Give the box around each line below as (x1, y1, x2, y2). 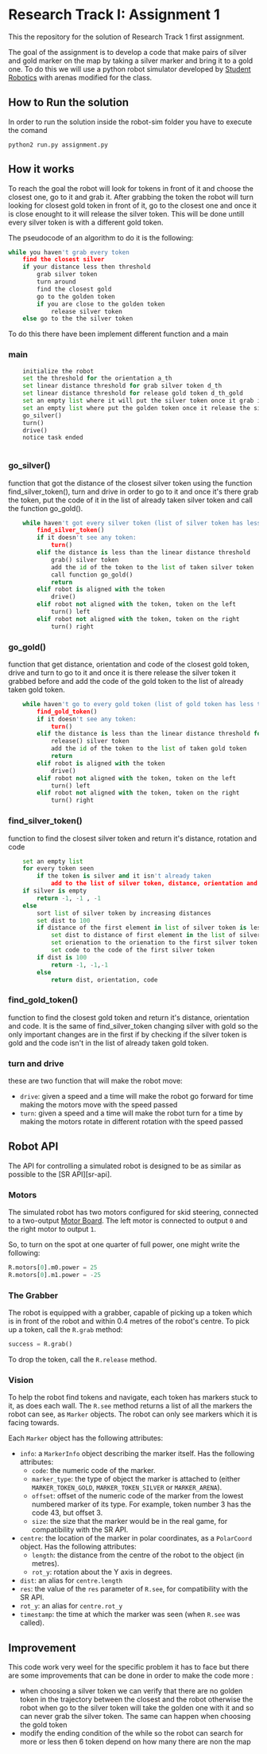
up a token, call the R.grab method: (8, 1325, 123, 1334)
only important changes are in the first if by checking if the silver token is (8, 1029, 248, 1039)
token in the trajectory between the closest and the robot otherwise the (19, 1694, 253, 1705)
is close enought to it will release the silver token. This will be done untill (8, 209, 245, 218)
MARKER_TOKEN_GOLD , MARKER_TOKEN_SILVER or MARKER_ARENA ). (31, 1483, 222, 1492)
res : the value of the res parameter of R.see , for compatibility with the (19, 1584, 249, 1594)
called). (19, 1618, 45, 1627)
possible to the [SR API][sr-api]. (8, 1169, 113, 1179)
